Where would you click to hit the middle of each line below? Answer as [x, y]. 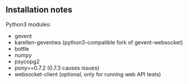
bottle [22, 49]
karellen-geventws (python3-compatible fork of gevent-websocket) [99, 42]
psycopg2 [27, 61]
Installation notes [39, 10]
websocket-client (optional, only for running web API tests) [88, 74]
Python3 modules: [28, 24]
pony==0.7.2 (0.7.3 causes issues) [57, 68]
